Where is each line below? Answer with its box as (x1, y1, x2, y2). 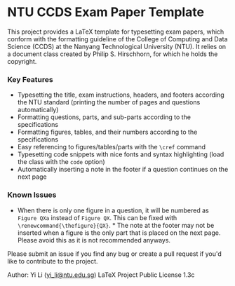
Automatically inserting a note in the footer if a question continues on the (17, 165, 229, 174)
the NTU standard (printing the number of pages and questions (17, 98, 201, 107)
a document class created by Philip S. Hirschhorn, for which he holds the (7, 50, 218, 58)
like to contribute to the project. (7, 257, 98, 265)
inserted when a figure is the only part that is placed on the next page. (17, 229, 221, 237)
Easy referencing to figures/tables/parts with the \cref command (17, 143, 206, 151)
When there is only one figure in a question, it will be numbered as (17, 206, 209, 214)
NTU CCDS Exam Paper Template (7, 4, 205, 20)
